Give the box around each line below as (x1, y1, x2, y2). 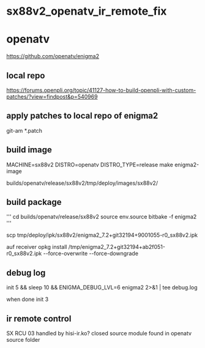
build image (6, 145, 52, 155)
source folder (6, 336, 40, 343)
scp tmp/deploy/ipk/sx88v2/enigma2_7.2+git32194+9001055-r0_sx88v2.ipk (6, 231, 198, 239)
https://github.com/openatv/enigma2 (6, 53, 100, 60)
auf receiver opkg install (6, 243, 67, 251)
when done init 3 (6, 295, 49, 303)
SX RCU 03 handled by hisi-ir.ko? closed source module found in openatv (6, 330, 192, 337)
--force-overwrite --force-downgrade (43, 250, 139, 257)
